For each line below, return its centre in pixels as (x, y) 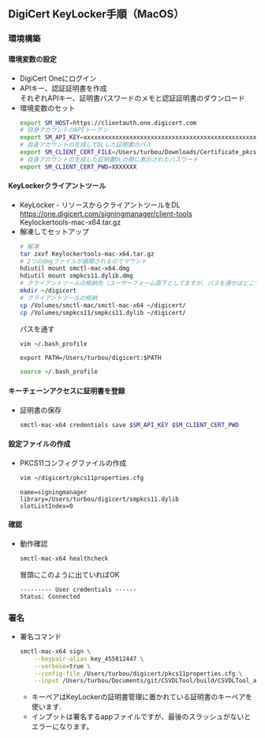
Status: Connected (50, 596)
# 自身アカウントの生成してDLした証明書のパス (85, 145)
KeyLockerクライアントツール (57, 186)
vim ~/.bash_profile (53, 344)
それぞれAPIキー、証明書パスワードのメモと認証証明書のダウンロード (132, 98)
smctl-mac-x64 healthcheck (64, 558)
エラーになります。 (62, 727)
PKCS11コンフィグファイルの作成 (73, 463)
